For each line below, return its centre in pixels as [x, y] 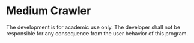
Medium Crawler [49, 11]
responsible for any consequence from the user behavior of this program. [97, 33]
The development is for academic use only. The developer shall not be [93, 27]
